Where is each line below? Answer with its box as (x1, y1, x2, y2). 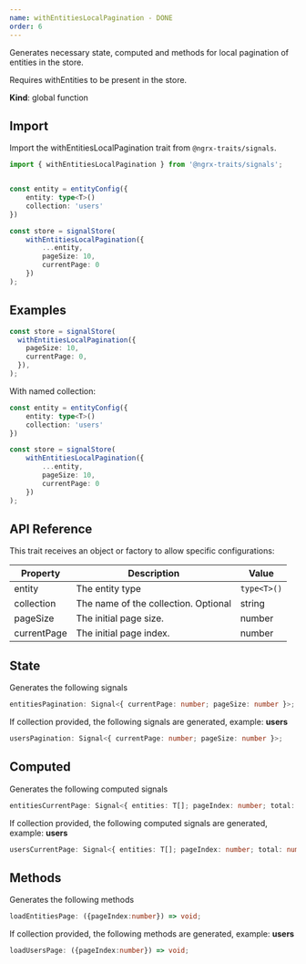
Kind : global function (9, 92, 89, 103)
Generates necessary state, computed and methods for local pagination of (9, 47, 290, 57)
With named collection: (9, 385, 97, 397)
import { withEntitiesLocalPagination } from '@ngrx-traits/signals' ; (9, 161, 283, 170)
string (240, 597, 266, 610)
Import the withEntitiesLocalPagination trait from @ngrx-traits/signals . (9, 142, 277, 153)
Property (21, 567, 61, 580)
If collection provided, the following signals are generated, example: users (9, 717, 289, 727)
